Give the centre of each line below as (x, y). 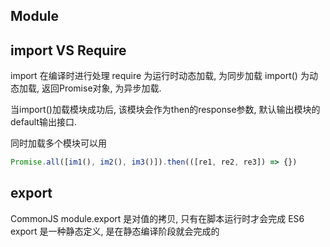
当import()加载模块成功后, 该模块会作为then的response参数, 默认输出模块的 (165, 110)
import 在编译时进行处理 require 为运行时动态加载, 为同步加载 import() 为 (160, 76)
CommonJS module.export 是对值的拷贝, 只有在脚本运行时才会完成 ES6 (157, 218)
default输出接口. (44, 122)
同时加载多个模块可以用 (58, 143)
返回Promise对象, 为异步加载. (101, 88)
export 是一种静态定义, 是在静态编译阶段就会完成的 (115, 231)
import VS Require (68, 50)
